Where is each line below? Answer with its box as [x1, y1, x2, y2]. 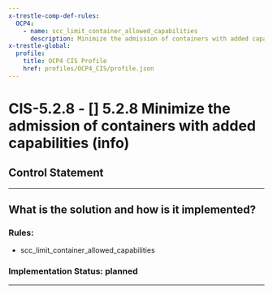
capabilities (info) [8, 134, 130, 152]
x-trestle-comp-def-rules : [8, 11, 100, 20]
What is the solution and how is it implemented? [8, 203, 256, 217]
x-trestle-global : [8, 42, 71, 50]
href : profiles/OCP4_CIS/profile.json [23, 65, 154, 73]
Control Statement [8, 166, 104, 180]
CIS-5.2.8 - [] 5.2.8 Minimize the [8, 99, 231, 117]
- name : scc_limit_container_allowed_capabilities [23, 27, 198, 35]
